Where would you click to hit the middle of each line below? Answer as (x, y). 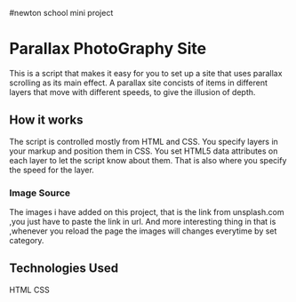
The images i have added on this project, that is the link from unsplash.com (147, 212)
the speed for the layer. (52, 170)
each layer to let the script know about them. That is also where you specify (148, 160)
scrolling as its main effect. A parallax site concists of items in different (139, 83)
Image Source (40, 193)
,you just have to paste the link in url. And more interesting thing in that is (143, 222)
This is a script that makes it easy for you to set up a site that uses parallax (146, 73)
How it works (46, 120)
